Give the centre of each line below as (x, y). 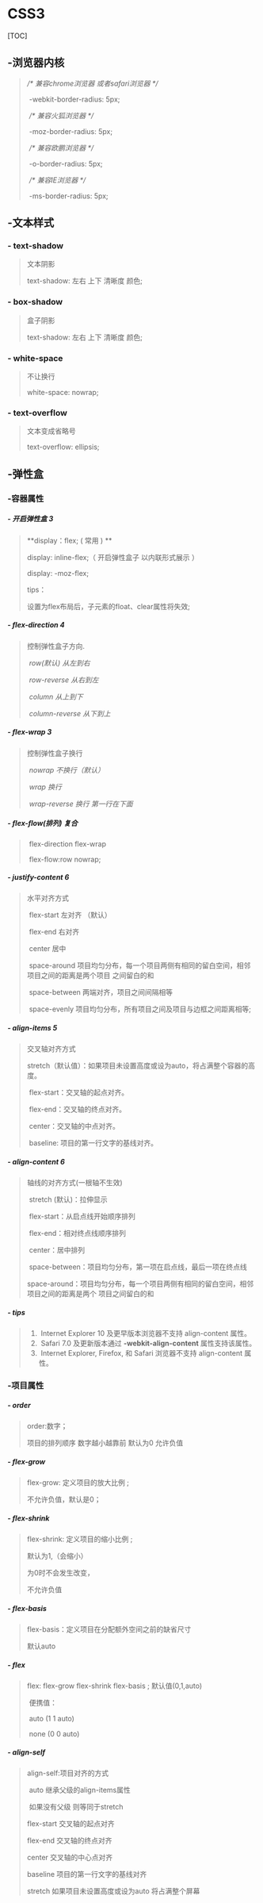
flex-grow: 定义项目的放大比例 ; (78, 1483)
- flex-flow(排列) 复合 (43, 823)
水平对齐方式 (48, 898)
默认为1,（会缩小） (57, 1556)
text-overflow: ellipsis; (63, 447)
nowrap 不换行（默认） (67, 769)
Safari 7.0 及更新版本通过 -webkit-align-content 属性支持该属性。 (149, 1343)
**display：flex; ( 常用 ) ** (69, 540)
